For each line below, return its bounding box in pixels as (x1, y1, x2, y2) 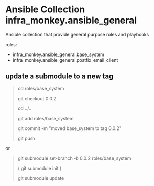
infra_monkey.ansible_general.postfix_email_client (12, 57, 118, 63)
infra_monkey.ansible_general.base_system (12, 51, 105, 58)
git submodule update (17, 175, 64, 181)
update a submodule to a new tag (5, 72, 114, 81)
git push (17, 135, 35, 141)
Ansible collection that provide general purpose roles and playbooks (5, 31, 149, 38)
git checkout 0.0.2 (17, 95, 56, 101)
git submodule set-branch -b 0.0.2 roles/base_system (17, 155, 131, 161)
